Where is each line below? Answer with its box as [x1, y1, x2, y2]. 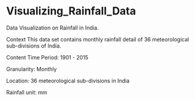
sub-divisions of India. [6, 42, 62, 49]
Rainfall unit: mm [6, 88, 48, 96]
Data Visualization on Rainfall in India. [6, 24, 99, 31]
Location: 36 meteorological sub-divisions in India [6, 77, 130, 84]
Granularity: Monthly [6, 65, 57, 73]
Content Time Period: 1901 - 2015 [6, 54, 89, 61]
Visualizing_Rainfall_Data [6, 4, 136, 18]
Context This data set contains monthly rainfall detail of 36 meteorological [6, 35, 189, 43]
